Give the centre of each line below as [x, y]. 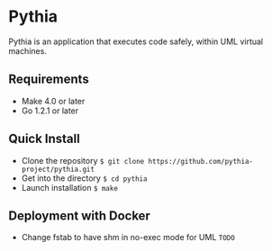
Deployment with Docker [79, 215]
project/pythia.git [58, 169]
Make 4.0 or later [53, 101]
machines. [27, 50]
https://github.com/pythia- [201, 161]
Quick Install [44, 139]
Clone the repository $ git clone [83, 160]
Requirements [49, 80]
